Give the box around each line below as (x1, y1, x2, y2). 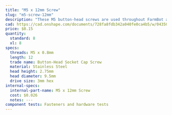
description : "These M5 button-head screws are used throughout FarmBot (5, 17, 164, 22)
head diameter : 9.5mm (10, 74, 56, 79)
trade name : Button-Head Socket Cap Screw (10, 60, 102, 65)
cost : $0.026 (10, 93, 38, 98)
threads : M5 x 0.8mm (10, 50, 54, 55)
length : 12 (10, 54, 33, 60)
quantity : (5, 31, 27, 36)
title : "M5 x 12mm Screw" (5, 7, 60, 13)
